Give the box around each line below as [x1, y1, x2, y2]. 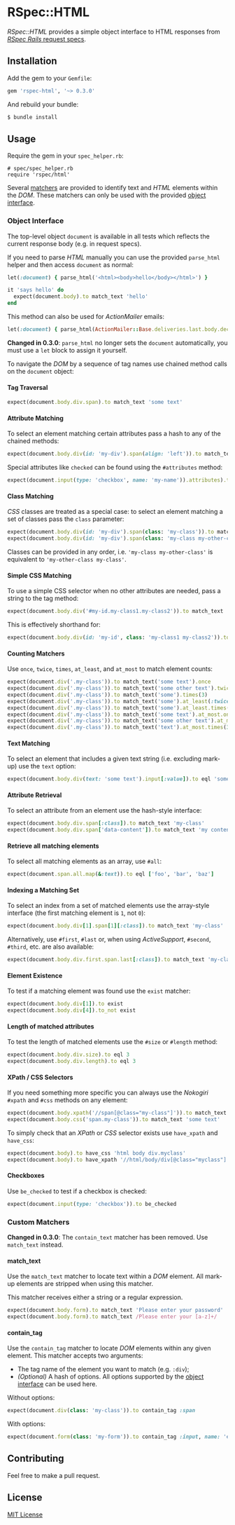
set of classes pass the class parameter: [7, 515, 124, 523]
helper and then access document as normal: [7, 260, 134, 269]
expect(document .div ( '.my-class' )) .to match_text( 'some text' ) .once [7, 678, 211, 686]
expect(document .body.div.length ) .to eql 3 [7, 1058, 136, 1065]
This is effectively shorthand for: [7, 621, 101, 629]
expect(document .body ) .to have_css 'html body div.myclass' [7, 1150, 187, 1157]
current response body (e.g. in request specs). [7, 239, 142, 248]
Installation [7, 55, 57, 67]
